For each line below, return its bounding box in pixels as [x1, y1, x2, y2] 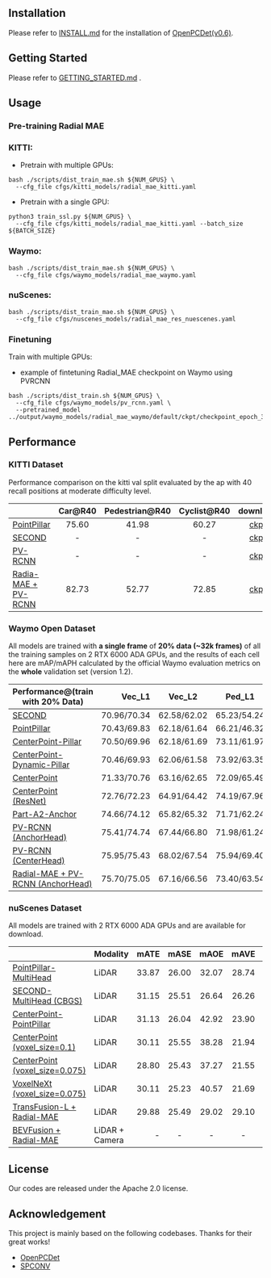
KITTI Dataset [8, 459, 64, 471]
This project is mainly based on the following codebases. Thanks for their [8, 1229, 252, 1238]
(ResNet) [12, 795, 47, 807]
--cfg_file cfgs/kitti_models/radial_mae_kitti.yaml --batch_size [15, 220, 244, 228]
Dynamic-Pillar [12, 759, 70, 770]
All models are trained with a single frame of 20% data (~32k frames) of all [8, 641, 261, 651]
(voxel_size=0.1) [12, 1041, 76, 1053]
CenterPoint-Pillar [12, 736, 82, 748]
